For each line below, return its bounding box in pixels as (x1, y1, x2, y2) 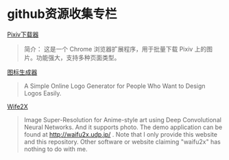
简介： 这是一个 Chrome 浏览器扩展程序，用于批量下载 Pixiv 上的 (23, 45, 207, 53)
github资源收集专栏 (7, 6, 118, 22)
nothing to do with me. (23, 145, 88, 153)
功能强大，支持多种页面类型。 (36, 53, 121, 62)
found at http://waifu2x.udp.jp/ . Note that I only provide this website (23, 130, 218, 138)
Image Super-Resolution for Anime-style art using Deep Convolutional (23, 115, 221, 124)
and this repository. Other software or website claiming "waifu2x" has (23, 137, 221, 146)
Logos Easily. (23, 89, 62, 97)
